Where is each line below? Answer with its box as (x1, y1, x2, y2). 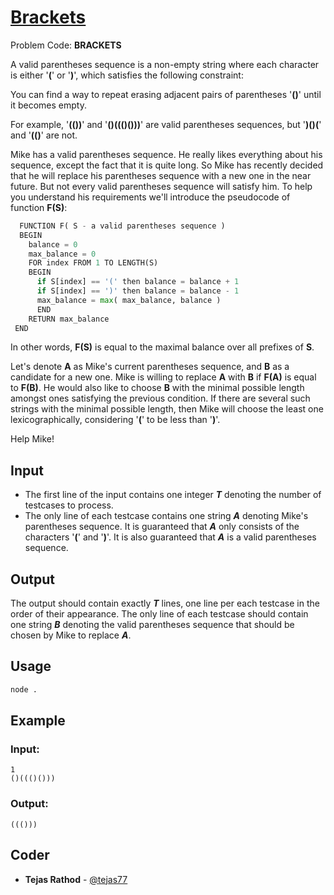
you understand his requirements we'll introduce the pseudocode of (10, 191, 291, 203)
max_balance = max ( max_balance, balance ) (36, 295, 222, 305)
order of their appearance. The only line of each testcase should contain (10, 608, 309, 620)
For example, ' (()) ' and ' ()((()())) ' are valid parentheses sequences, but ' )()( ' (10, 118, 322, 130)
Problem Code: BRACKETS (10, 39, 122, 51)
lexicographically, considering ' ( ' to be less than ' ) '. (10, 414, 221, 426)
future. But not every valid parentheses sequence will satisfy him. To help (10, 180, 313, 192)
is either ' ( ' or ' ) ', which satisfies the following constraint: (10, 69, 244, 81)
